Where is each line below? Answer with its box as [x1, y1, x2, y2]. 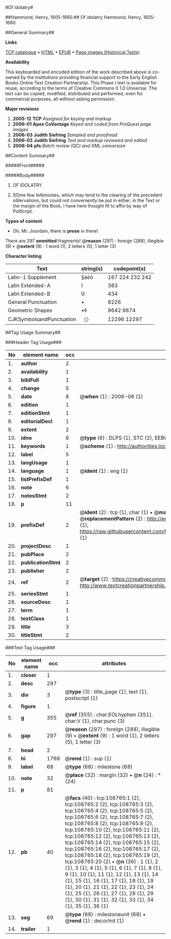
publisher [21, 567, 45, 574]
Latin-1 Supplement [8, 274, 57, 280]
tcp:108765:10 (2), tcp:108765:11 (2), [65, 827, 160, 833]
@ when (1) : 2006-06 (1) [79, 393, 144, 400]
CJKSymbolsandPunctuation [8, 316, 76, 323]
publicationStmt [21, 559, 61, 566]
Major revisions [5, 106, 39, 111]
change [21, 385, 40, 391]
